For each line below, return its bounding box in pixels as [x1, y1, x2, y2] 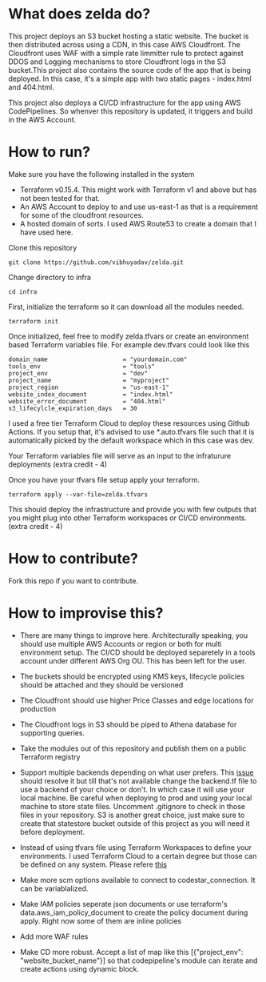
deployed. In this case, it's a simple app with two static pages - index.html [8, 74, 252, 83]
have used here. [19, 227, 73, 237]
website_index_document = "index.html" [8, 390, 173, 399]
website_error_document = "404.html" [8, 397, 166, 405]
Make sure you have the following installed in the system [8, 169, 195, 178]
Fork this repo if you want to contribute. [8, 575, 139, 585]
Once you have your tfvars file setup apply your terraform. [8, 475, 200, 484]
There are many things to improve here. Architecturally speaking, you [19, 630, 248, 640]
